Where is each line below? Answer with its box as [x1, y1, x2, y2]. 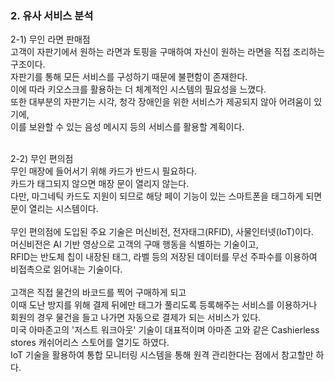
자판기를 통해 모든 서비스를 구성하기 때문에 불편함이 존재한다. [10, 71, 248, 83]
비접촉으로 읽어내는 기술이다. [10, 263, 123, 276]
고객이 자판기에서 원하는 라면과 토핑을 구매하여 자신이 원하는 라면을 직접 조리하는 [10, 46, 326, 58]
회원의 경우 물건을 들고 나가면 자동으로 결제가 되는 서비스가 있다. [10, 312, 262, 324]
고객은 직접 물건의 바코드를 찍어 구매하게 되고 [10, 287, 187, 299]
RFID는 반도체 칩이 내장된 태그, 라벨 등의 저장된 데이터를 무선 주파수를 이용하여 [10, 251, 318, 263]
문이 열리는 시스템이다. [10, 203, 99, 215]
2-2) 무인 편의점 [10, 153, 74, 165]
